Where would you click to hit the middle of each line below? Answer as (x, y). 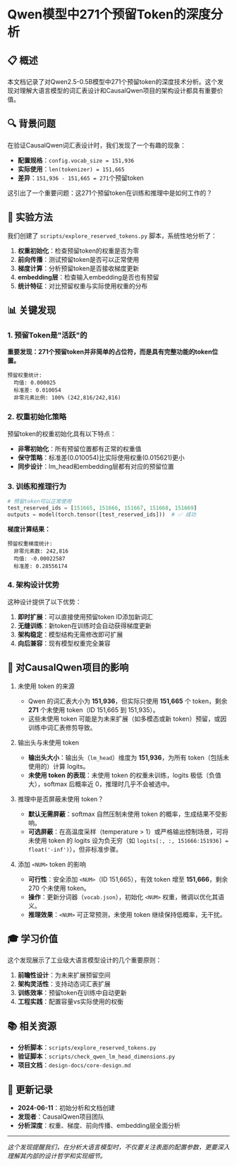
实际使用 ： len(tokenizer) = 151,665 (71, 169)
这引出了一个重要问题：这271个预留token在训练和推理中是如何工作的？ (110, 193)
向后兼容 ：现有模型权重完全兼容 (64, 643)
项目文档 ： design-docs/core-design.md (74, 1065)
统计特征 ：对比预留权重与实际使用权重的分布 (83, 286)
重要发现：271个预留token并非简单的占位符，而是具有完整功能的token (110, 352)
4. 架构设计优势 (34, 585)
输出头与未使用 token (48, 743)
